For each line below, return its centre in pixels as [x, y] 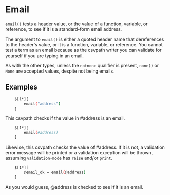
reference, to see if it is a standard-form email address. [64, 29]
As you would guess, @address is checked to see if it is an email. [74, 187]
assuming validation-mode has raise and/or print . [59, 158]
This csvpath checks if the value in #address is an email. [65, 118]
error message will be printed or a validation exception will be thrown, [79, 153]
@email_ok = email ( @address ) [55, 172]
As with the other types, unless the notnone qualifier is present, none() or [82, 65]
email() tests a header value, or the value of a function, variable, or [77, 24]
